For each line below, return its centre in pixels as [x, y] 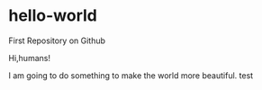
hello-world [53, 16]
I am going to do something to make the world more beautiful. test [131, 75]
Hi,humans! [30, 58]
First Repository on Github [57, 40]
